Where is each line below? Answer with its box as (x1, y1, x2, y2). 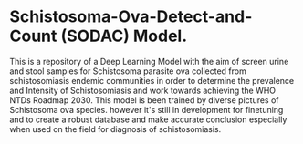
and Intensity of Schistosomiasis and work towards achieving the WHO (9, 85, 277, 96)
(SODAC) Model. (60, 26, 188, 46)
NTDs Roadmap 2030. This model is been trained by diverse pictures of (9, 94, 280, 106)
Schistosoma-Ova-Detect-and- (9, 6, 253, 27)
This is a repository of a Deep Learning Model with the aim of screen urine (9, 56, 289, 67)
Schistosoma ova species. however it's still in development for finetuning (9, 104, 284, 115)
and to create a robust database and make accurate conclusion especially (9, 114, 287, 125)
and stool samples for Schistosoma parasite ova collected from (9, 66, 246, 77)
